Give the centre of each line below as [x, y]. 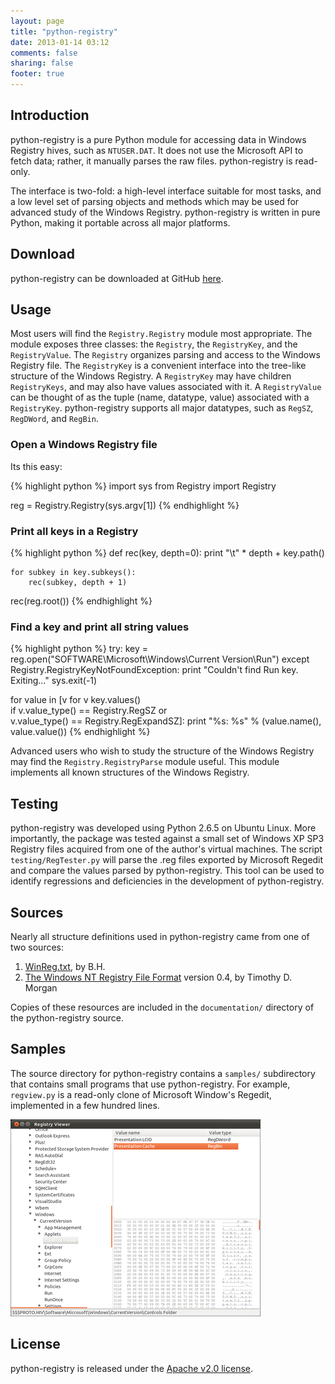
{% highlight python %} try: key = [79, 649]
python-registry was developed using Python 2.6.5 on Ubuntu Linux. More [163, 828]
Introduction [50, 115]
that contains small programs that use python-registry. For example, [150, 1084]
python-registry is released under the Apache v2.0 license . [132, 1368]
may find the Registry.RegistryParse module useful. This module [145, 762]
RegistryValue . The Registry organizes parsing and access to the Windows [165, 355]
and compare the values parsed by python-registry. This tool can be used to [167, 871]
